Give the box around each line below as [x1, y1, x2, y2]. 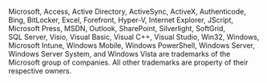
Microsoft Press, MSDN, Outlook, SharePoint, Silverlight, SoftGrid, [8, 24, 226, 33]
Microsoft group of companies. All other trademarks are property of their [8, 57, 249, 67]
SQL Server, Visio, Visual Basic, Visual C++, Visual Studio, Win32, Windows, [8, 32, 260, 41]
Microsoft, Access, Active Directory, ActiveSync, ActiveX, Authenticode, [8, 7, 246, 16]
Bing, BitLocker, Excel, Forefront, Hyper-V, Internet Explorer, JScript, [8, 15, 234, 25]
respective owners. [8, 66, 72, 75]
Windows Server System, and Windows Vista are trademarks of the [8, 49, 231, 58]
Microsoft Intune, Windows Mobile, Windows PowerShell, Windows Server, [8, 41, 255, 50]
